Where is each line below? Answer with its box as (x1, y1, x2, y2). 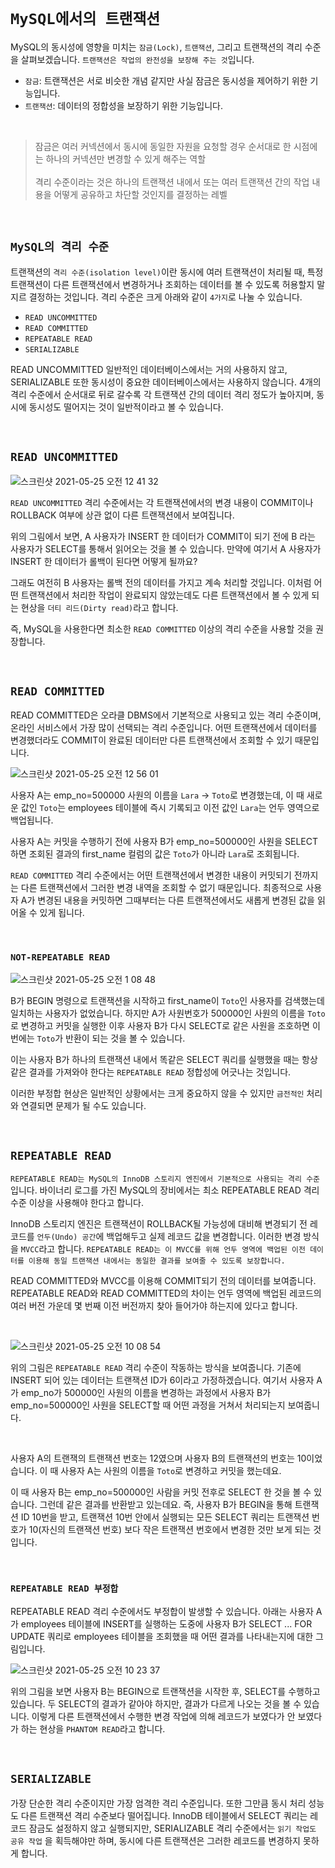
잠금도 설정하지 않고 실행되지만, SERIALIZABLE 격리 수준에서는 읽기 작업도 (28, 1822, 317, 1834)
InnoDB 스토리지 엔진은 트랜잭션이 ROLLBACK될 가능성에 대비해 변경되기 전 (10, 1218, 308, 1230)
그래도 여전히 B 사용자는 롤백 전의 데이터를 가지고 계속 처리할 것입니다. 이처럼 (10, 576, 312, 588)
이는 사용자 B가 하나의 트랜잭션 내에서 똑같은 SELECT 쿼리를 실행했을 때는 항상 (10, 1053, 318, 1065)
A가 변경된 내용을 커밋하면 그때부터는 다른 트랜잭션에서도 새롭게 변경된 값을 (20, 894, 315, 906)
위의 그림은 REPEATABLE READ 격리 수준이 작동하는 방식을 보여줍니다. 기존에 (10, 1362, 302, 1374)
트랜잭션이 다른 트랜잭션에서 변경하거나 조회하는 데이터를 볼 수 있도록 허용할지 (10, 278, 315, 290)
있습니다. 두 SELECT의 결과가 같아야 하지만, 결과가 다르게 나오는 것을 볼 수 (10, 1697, 302, 1710)
